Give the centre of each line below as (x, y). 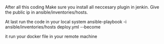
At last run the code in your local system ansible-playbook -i (66, 22)
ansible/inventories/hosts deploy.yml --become (53, 27)
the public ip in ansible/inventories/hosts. (47, 12)
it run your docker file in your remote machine (51, 36)
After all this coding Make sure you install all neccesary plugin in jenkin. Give (82, 7)
